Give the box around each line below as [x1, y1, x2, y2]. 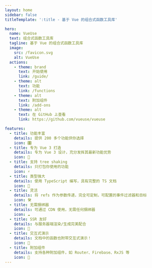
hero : [5, 26, 16, 31]
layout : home [5, 7, 33, 13]
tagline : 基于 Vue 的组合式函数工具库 [9, 40, 84, 46]
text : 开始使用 [18, 69, 48, 74]
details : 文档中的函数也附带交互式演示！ [14, 236, 92, 241]
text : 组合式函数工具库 [9, 36, 54, 41]
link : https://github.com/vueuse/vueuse [18, 117, 106, 122]
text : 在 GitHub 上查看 [18, 112, 66, 117]
